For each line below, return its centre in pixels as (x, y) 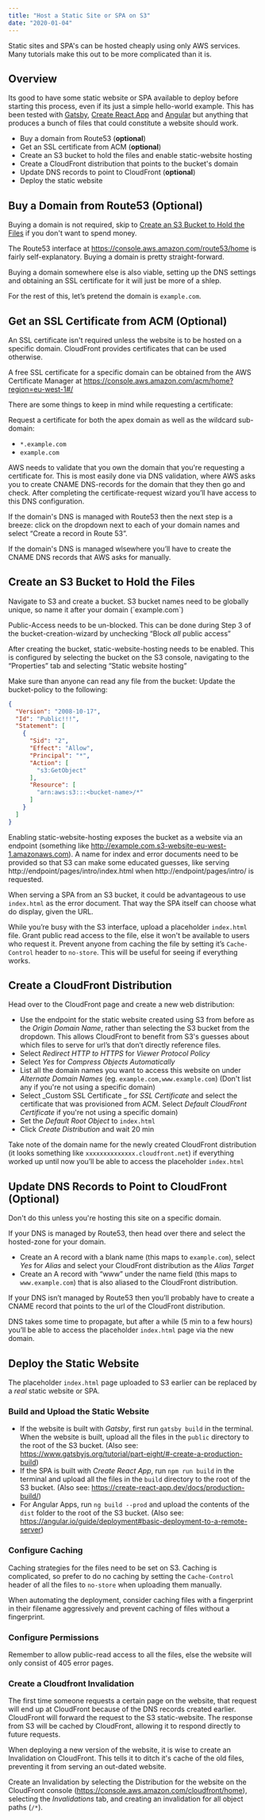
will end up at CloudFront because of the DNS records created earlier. (122, 1709)
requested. (26, 879)
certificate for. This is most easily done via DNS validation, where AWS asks (132, 476)
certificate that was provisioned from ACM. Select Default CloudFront (133, 1104)
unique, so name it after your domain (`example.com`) (96, 609)
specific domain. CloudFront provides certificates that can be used (117, 348)
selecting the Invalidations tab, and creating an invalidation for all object (126, 1799)
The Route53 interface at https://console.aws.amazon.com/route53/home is (132, 249)
